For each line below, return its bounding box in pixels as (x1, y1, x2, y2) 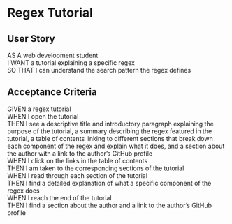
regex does (7, 186, 40, 195)
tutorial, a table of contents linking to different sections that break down (7, 134, 213, 142)
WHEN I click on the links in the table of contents (7, 156, 148, 165)
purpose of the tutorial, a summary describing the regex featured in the (7, 127, 212, 135)
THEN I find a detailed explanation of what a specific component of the (7, 179, 212, 187)
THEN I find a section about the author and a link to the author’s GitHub (7, 201, 212, 209)
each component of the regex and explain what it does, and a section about (7, 142, 225, 150)
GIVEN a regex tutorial (7, 105, 71, 113)
